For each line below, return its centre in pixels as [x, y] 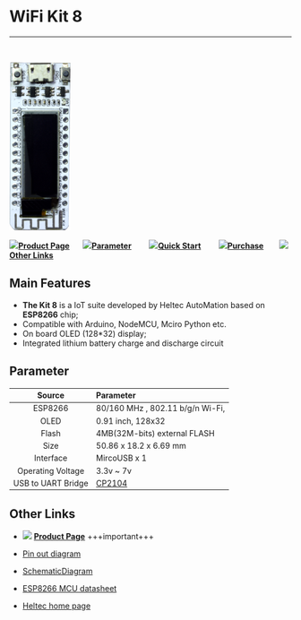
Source [51, 395]
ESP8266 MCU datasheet [69, 589]
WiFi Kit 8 [46, 17]
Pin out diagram [52, 554]
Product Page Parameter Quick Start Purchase [141, 245]
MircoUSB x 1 [121, 458]
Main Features [50, 284]
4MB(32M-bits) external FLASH [155, 433]
